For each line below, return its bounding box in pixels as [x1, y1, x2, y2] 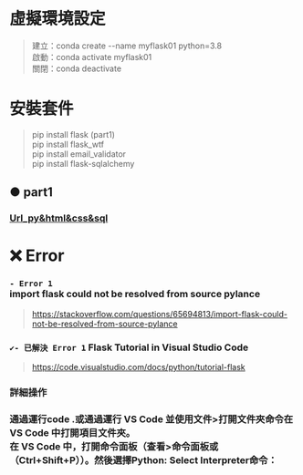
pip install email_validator [31, 148, 126, 160]
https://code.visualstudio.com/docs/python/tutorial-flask [31, 361, 246, 372]
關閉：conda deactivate [31, 63, 121, 74]
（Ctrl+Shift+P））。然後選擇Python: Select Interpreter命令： [9, 453, 278, 466]
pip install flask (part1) [31, 129, 116, 139]
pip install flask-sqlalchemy [31, 158, 135, 169]
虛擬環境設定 [9, 8, 107, 29]
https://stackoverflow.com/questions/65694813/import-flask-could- [31, 308, 287, 319]
